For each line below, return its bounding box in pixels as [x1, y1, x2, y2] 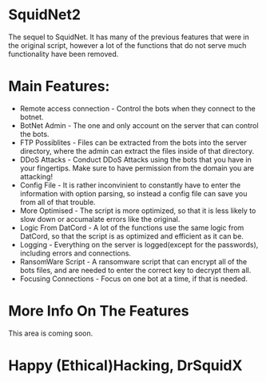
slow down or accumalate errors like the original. [19, 214, 181, 223]
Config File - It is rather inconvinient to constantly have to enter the [19, 180, 241, 190]
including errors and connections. [19, 248, 132, 258]
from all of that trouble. [19, 197, 96, 207]
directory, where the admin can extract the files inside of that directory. [19, 146, 255, 155]
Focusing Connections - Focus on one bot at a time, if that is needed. [19, 274, 248, 283]
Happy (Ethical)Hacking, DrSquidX [8, 356, 243, 374]
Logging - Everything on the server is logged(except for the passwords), [19, 239, 259, 249]
